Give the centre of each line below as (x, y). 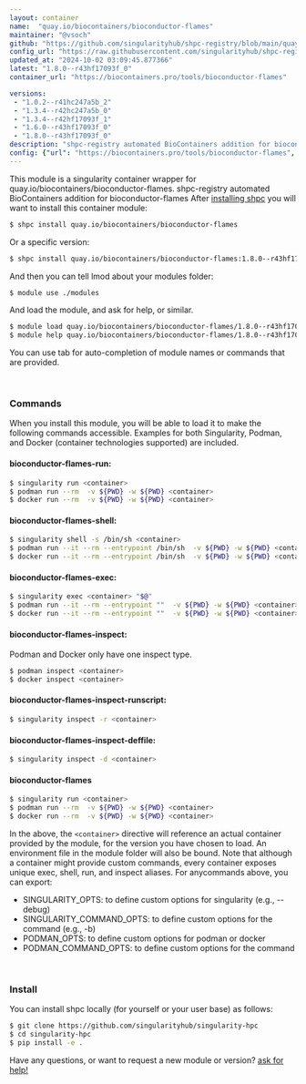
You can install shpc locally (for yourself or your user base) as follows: (141, 1009)
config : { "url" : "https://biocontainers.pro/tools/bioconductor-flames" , (153, 153)
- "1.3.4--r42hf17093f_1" (62, 119)
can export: (31, 882)
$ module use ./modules (55, 292)
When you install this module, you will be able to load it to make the (136, 424)
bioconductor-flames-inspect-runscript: (88, 700)
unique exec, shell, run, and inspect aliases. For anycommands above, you (149, 872)
